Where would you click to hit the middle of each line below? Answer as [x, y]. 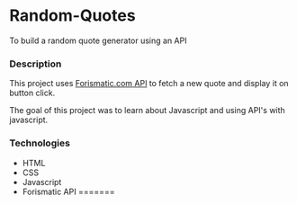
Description [36, 64]
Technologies [40, 143]
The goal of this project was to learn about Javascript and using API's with [147, 111]
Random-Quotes [73, 16]
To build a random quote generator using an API [98, 40]
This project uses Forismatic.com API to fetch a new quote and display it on [149, 84]
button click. [32, 93]
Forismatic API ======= [68, 191]
